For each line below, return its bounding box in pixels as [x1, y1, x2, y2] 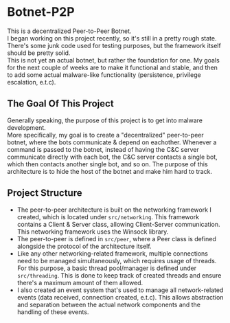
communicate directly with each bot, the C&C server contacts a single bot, [7, 153, 218, 161]
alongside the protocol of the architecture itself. [16, 242, 152, 250]
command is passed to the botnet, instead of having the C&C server [7, 145, 199, 153]
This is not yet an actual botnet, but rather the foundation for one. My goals [7, 56, 220, 64]
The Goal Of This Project [7, 98, 115, 110]
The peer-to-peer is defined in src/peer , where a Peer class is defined [16, 234, 216, 243]
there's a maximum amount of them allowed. [16, 278, 143, 287]
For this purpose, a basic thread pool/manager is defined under [16, 264, 197, 272]
